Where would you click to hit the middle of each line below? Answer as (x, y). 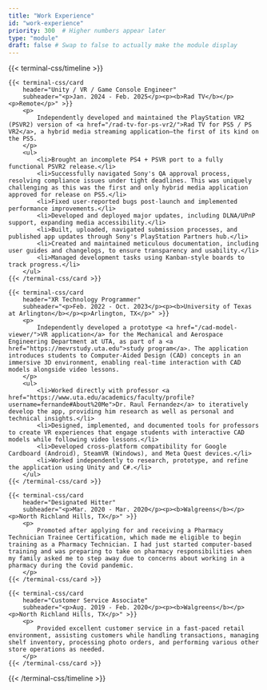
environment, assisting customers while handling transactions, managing (134, 636)
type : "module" (34, 38)
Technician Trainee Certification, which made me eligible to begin (125, 538)
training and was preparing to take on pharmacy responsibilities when (130, 552)
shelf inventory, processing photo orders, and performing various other (134, 643)
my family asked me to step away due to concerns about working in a (127, 559)
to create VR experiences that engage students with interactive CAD (127, 433)
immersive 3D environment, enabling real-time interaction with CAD (125, 363)
